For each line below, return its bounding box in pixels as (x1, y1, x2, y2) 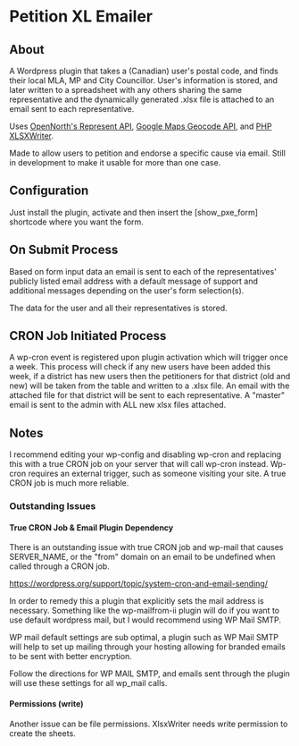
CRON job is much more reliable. (9, 478, 129, 488)
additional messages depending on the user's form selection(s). (9, 284, 245, 296)
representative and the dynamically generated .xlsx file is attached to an (9, 94, 275, 105)
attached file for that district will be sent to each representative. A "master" (9, 390, 286, 401)
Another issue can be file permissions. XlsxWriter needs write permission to (9, 718, 288, 729)
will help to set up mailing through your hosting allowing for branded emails (9, 641, 286, 652)
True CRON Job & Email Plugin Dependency (9, 521, 174, 533)
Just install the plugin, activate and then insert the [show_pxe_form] (9, 207, 259, 217)
